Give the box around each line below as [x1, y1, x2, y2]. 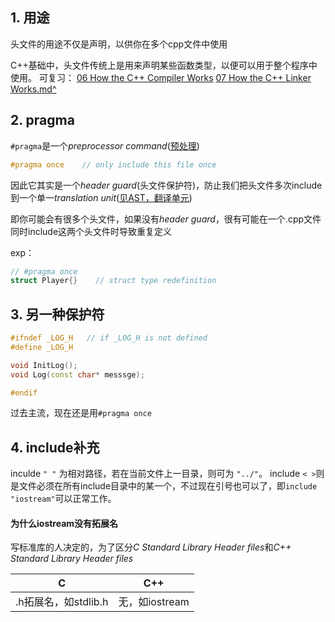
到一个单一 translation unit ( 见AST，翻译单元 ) [10, 191, 193, 203]
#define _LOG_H [10, 342, 74, 352]
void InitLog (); [10, 360, 78, 370]
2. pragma [10, 112, 75, 129]
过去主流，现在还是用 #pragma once [10, 407, 152, 419]
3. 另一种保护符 [10, 306, 105, 323]
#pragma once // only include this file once [10, 159, 217, 170]
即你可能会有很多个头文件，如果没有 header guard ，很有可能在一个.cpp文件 [10, 213, 322, 225]
